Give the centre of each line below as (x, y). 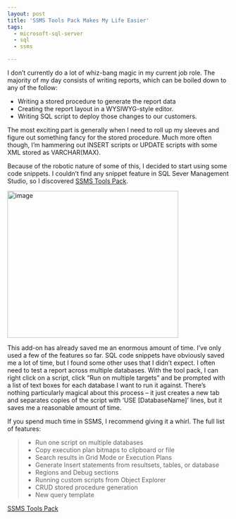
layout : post (26, 14)
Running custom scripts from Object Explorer (100, 480)
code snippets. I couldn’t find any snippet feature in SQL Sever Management (118, 174)
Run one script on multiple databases (89, 442)
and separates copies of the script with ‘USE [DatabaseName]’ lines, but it (115, 400)
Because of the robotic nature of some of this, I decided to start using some (117, 166)
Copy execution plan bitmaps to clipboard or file (105, 450)
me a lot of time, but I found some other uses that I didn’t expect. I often (111, 363)
